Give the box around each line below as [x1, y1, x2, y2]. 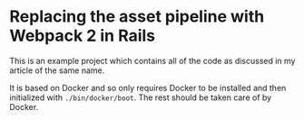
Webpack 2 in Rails [9, 25, 156, 46]
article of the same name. [9, 65, 105, 76]
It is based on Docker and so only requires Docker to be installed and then [9, 82, 287, 93]
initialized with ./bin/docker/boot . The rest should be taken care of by [9, 92, 272, 103]
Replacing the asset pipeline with [9, 6, 265, 27]
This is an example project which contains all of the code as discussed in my [9, 55, 296, 66]
